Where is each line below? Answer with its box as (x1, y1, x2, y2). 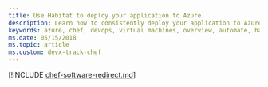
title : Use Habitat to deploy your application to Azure (8, 11, 202, 20)
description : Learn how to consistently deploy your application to (8, 19, 241, 27)
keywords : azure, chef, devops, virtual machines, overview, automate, (8, 26, 251, 34)
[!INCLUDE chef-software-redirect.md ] (8, 70, 136, 79)
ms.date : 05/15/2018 (8, 33, 77, 42)
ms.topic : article (8, 41, 69, 49)
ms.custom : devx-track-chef (8, 48, 102, 56)
